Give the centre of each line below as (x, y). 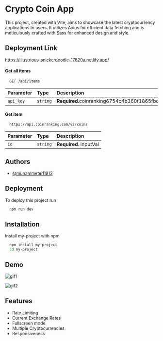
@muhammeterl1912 (32, 173)
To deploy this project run (31, 200)
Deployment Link (31, 48)
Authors (18, 162)
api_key (16, 101)
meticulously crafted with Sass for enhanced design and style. (67, 33)
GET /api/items (25, 81)
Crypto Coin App (40, 9)
